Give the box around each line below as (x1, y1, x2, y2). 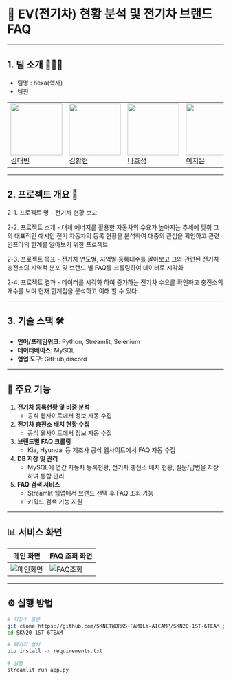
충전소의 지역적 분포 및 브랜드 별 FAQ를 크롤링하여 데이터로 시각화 (7, 263, 184, 272)
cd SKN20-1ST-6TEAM (7, 629, 63, 636)
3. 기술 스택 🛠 (7, 315, 65, 327)
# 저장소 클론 (7, 616, 41, 623)
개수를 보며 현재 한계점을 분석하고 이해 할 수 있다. (7, 286, 140, 295)
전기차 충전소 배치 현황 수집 (16, 421, 90, 429)
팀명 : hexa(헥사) (16, 78, 63, 87)
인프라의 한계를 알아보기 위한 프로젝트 (7, 240, 109, 248)
